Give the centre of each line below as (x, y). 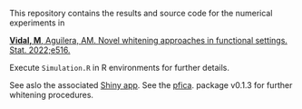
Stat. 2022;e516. (40, 50)
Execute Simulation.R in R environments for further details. (119, 68)
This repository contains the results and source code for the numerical (141, 13)
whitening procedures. (51, 95)
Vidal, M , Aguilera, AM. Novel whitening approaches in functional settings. (149, 40)
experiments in (37, 23)
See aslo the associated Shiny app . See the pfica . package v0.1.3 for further (151, 85)
